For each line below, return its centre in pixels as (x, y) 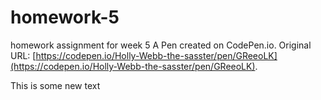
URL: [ (23, 55)
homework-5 (65, 17)
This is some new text (55, 85)
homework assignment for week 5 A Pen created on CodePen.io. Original (161, 45)
